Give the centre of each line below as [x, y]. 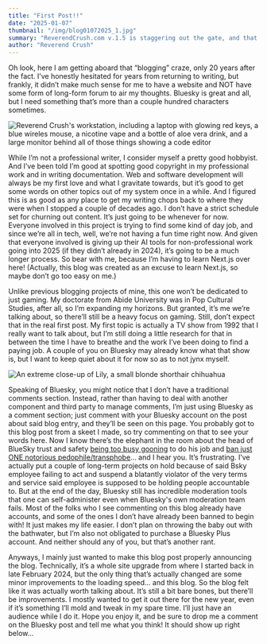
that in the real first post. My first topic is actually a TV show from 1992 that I [133, 325]
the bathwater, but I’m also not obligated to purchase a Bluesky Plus [119, 533]
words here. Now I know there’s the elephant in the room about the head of [131, 440]
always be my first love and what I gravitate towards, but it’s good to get [126, 183]
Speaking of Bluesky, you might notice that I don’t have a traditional [118, 390]
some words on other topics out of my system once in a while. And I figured [132, 192]
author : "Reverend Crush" [51, 45]
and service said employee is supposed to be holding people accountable [129, 483]
